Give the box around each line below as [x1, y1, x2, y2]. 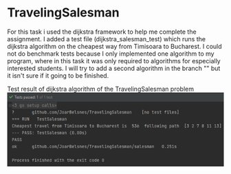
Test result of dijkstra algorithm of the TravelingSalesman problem [7, 85, 195, 93]
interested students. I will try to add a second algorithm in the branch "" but [7, 64, 221, 72]
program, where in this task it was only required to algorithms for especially [7, 56, 221, 65]
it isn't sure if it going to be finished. [7, 71, 109, 80]
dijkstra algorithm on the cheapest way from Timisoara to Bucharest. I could [7, 42, 222, 50]
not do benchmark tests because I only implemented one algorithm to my [7, 50, 214, 58]
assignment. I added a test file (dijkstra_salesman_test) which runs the [7, 34, 206, 43]
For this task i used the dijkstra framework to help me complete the [7, 28, 197, 36]
